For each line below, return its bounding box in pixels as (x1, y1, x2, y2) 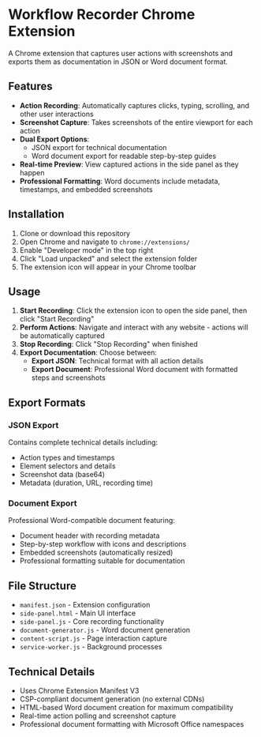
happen (19, 167, 45, 177)
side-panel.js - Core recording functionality (19, 617, 165, 626)
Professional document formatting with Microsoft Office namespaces (19, 719, 244, 728)
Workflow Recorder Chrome (8, 6, 196, 24)
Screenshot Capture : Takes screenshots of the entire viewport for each (19, 117, 254, 127)
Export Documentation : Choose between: (19, 348, 158, 357)
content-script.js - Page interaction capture (19, 634, 167, 643)
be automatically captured (19, 331, 105, 340)
